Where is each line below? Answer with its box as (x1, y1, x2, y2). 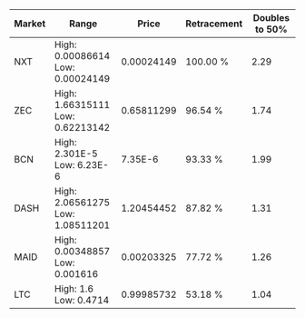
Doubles (252, 12, 290, 24)
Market (14, 17, 46, 30)
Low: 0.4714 (54, 294, 110, 306)
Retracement (185, 17, 243, 30)
